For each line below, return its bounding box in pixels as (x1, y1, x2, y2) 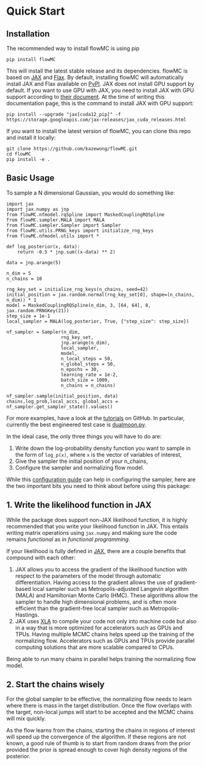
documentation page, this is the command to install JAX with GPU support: (6, 99, 194, 107)
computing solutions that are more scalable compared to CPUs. (15, 643, 175, 651)
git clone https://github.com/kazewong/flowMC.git (6, 146, 138, 152)
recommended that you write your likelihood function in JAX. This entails (6, 523, 189, 530)
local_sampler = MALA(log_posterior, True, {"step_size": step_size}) (6, 318, 189, 324)
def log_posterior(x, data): (6, 243, 80, 249)
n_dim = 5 (6, 270, 32, 276)
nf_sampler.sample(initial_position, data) (6, 393, 119, 399)
